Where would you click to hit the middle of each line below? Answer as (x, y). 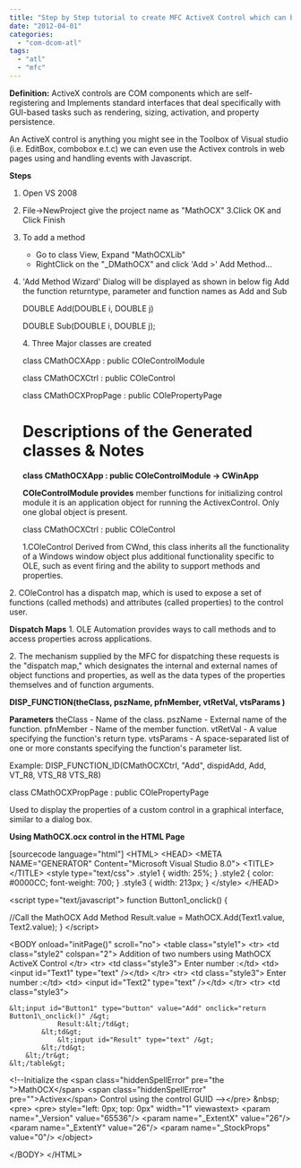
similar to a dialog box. (51, 819)
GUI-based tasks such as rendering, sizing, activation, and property (134, 112)
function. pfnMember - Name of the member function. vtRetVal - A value (143, 728)
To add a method (54, 237)
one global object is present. (75, 511)
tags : (19, 51)
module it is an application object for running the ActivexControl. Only (150, 502)
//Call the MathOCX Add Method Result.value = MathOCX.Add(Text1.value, (147, 917)
